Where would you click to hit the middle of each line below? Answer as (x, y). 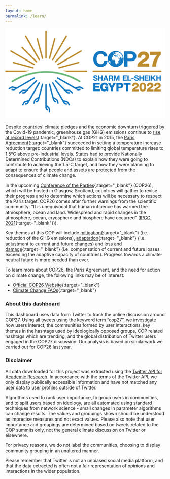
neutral (13, 260)
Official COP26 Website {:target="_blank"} (56, 285)
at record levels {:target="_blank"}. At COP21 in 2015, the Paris (70, 138)
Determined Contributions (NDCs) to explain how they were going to (77, 159)
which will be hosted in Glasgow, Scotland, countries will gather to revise (81, 190)
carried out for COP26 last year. (39, 347)
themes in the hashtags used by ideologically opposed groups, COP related (84, 331)
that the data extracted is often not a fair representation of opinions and (80, 466)
